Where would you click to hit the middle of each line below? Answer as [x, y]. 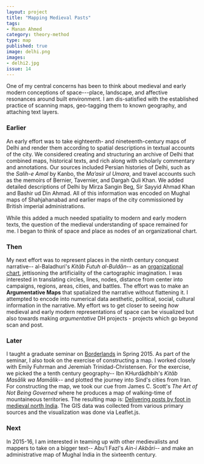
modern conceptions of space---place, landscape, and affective [87, 93]
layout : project [27, 12]
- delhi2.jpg [23, 63]
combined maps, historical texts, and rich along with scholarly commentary [100, 161]
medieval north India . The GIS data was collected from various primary [95, 406]
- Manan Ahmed [24, 29]
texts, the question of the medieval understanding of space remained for [97, 224]
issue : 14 [19, 69]
